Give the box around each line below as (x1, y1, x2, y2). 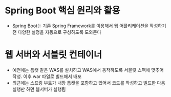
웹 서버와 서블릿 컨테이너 (5, 49, 102, 61)
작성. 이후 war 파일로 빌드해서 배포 (12, 73, 82, 80)
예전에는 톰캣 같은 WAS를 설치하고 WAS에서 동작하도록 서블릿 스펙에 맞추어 (12, 67, 164, 73)
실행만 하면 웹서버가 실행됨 (12, 86, 66, 92)
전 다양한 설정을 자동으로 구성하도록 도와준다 (12, 29, 102, 35)
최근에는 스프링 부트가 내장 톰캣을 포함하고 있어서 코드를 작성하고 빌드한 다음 (12, 80, 166, 86)
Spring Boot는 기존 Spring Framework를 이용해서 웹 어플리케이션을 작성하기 (12, 23, 166, 29)
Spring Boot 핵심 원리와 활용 (5, 5, 121, 16)
